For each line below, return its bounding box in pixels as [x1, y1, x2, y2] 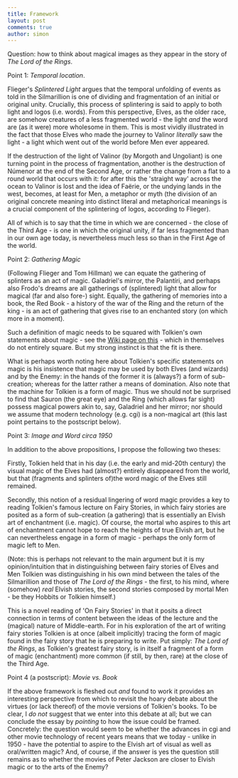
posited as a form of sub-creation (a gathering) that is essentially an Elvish [7, 511, 226, 519]
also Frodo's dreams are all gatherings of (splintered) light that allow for [7, 284, 217, 293]
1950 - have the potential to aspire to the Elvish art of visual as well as [7, 740, 212, 749]
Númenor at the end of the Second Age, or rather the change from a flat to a [7, 167, 231, 175]
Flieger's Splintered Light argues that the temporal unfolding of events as [7, 85, 222, 93]
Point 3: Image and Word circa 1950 [7, 432, 113, 440]
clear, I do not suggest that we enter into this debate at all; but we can [7, 710, 212, 718]
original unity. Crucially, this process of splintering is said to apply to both [7, 100, 222, 109]
